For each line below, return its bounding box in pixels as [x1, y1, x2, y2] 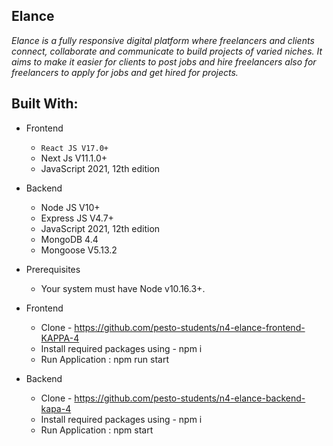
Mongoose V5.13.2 [40, 244, 118, 256]
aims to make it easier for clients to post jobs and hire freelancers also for [11, 55, 317, 68]
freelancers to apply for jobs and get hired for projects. [11, 66, 239, 78]
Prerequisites [25, 263, 81, 275]
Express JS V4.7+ [40, 212, 114, 224]
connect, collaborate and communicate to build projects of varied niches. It [11, 45, 323, 57]
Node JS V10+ [40, 201, 101, 213]
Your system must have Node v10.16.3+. [40, 282, 206, 294]
